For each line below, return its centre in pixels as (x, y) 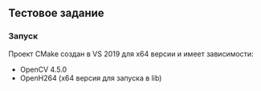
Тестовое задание (56, 13)
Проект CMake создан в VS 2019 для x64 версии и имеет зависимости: (131, 54)
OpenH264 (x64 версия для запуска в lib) (91, 78)
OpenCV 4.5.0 (43, 69)
